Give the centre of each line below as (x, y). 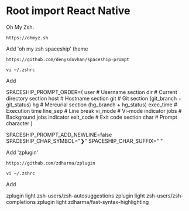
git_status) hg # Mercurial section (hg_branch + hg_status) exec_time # (92, 105)
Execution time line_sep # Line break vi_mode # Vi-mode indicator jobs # (94, 110)
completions (21, 202)
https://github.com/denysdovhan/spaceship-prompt (68, 59)
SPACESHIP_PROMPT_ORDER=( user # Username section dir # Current (92, 92)
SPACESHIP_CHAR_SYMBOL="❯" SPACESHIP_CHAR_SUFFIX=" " (85, 141)
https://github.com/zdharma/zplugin (51, 163)
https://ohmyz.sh (27, 38)
